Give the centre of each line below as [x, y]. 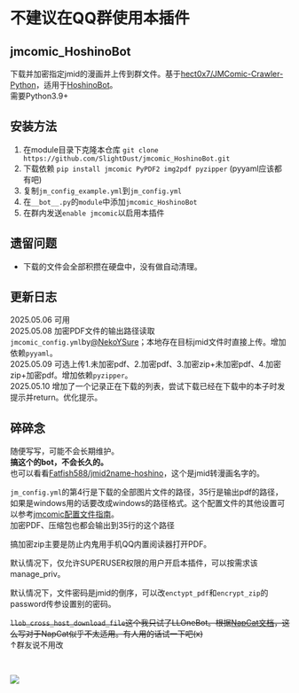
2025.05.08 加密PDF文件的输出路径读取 [83, 331]
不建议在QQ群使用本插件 [100, 18]
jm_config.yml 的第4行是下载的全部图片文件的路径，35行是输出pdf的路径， [146, 492]
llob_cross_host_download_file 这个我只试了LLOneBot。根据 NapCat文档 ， [146, 623]
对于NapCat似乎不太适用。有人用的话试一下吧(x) [114, 634]
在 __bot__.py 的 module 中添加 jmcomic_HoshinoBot [110, 201]
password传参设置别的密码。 [63, 604]
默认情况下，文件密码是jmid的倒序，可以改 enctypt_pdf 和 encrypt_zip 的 [139, 593]
